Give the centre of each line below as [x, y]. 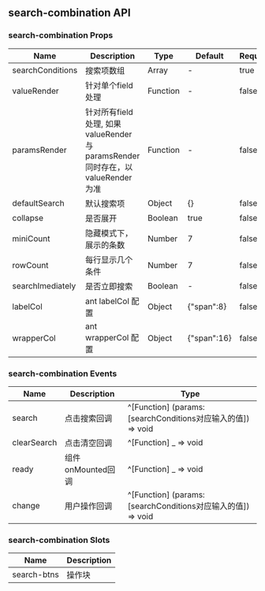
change [26, 505]
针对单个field [110, 85]
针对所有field [110, 112]
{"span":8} [207, 307]
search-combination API [70, 13]
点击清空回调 [88, 443]
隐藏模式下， [109, 233]
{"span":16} [210, 338]
